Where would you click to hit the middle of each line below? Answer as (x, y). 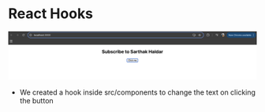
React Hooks (50, 14)
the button (36, 100)
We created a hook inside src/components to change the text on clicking (138, 92)
